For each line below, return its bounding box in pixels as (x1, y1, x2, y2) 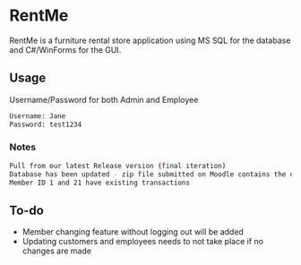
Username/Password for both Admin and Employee (9, 94, 199, 105)
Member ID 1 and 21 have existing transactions (9, 178, 191, 187)
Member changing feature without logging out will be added (21, 227, 245, 237)
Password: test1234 (9, 120, 82, 129)
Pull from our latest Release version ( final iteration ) (9, 161, 227, 170)
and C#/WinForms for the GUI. (9, 44, 122, 55)
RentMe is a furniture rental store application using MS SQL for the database (9, 35, 291, 46)
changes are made (21, 245, 92, 256)
